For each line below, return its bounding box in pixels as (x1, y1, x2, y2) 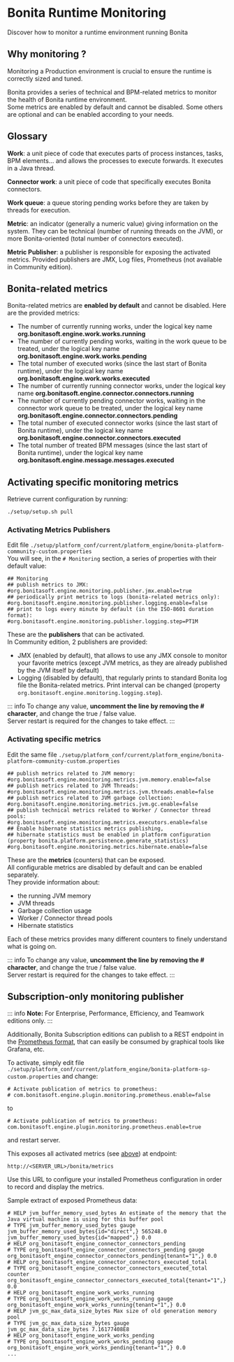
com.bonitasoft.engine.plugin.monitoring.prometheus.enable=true (7, 1124, 201, 1131)
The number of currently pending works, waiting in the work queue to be (17, 337, 227, 345)
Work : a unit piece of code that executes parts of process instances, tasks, (7, 149, 224, 157)
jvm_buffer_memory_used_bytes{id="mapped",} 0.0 (7, 1234, 152, 1242)
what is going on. (7, 942, 57, 950)
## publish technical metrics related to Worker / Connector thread (7, 806, 211, 814)
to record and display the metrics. (7, 1183, 105, 1191)
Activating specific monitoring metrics (7, 476, 179, 488)
